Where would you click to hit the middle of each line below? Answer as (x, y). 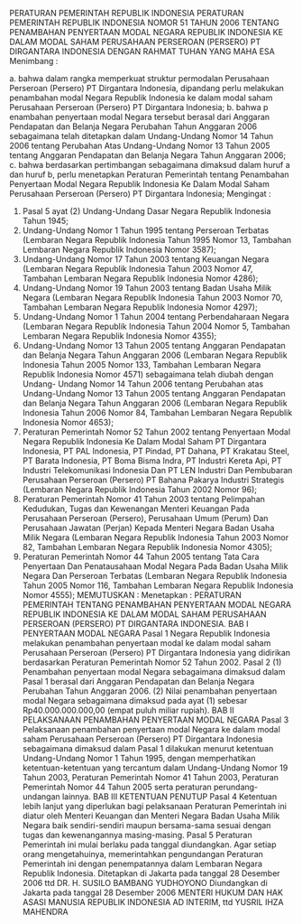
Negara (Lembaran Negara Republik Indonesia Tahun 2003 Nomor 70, (152, 298)
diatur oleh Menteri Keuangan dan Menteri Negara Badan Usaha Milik (151, 816)
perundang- (236, 787)
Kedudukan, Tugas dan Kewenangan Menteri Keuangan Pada (136, 509)
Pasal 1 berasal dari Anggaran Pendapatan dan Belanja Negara (138, 681)
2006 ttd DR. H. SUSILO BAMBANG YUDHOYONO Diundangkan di (145, 883)
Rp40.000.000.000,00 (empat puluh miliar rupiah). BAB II (128, 710)
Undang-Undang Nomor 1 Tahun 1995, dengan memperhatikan (139, 758)
